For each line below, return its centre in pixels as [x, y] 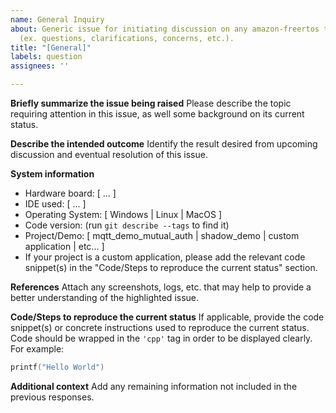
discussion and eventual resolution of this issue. [109, 154]
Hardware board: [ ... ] [70, 193]
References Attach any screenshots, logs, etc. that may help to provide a [161, 287]
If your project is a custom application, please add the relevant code [165, 257]
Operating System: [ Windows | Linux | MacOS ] [123, 214]
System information [52, 174]
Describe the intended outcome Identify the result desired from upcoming [164, 144]
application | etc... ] [64, 246]
